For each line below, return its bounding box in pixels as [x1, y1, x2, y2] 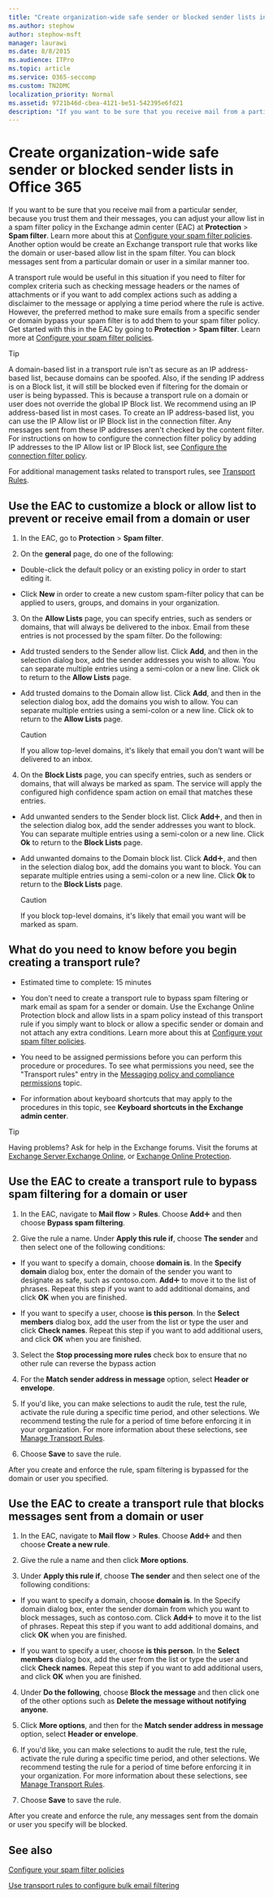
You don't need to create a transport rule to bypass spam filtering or [19, 993, 249, 1003]
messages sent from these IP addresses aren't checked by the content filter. [8, 425, 264, 435]
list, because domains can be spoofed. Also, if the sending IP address [31, 373, 265, 383]
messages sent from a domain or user [8, 1509, 204, 1524]
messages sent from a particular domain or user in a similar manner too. [8, 257, 249, 267]
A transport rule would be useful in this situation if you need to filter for [8, 272, 246, 282]
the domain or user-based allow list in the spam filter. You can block [8, 248, 236, 258]
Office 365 [8, 178, 82, 197]
